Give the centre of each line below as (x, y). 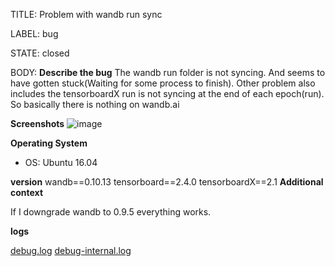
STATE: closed (40, 53)
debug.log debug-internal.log (71, 250)
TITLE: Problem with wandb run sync (86, 14)
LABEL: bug (34, 33)
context (27, 192)
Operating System (49, 143)
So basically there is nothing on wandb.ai (95, 104)
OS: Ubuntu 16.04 (61, 162)
